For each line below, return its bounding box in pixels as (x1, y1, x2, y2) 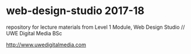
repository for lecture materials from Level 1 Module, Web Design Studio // (6, 23, 185, 31)
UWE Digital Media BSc (6, 29, 63, 36)
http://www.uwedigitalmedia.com (6, 41, 86, 48)
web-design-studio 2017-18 (6, 4, 145, 18)
